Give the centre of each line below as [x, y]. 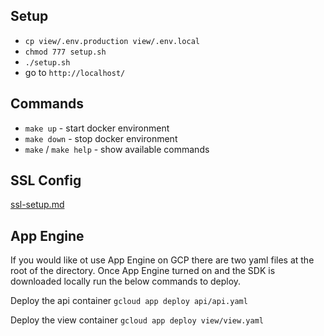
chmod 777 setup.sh [65, 52]
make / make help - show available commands [117, 149]
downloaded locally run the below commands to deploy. [126, 281]
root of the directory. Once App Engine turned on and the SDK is [143, 271]
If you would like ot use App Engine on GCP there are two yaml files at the [162, 260]
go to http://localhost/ [75, 72]
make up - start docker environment [97, 128]
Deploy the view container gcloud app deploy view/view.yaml [137, 320]
